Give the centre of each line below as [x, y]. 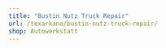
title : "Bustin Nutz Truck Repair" [69, 16]
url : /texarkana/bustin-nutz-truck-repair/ [83, 24]
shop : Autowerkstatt [44, 31]
